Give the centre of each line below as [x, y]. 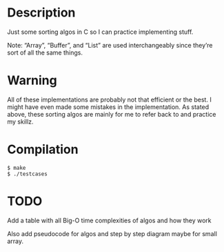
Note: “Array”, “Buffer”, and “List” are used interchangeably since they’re [110, 45]
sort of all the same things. [45, 52]
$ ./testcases [28, 174]
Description [41, 13]
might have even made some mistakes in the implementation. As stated [108, 107]
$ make [17, 168]
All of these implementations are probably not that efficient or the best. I [109, 99]
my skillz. [20, 122]
